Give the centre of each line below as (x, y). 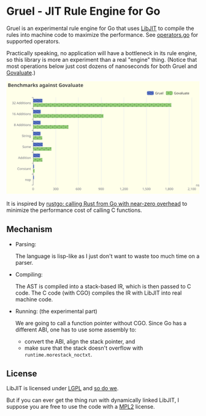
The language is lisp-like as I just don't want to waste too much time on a (107, 256)
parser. (24, 262)
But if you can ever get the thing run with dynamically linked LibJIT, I (93, 400)
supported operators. (33, 41)
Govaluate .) (21, 72)
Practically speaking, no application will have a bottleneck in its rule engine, (102, 53)
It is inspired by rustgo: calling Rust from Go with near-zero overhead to (97, 203)
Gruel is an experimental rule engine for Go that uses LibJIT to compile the (100, 28)
